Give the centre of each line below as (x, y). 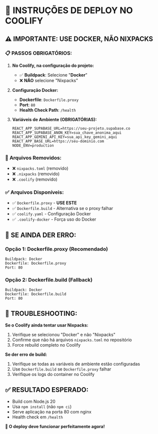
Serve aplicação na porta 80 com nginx (52, 412)
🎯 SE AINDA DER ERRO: (41, 235)
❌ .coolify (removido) (35, 179)
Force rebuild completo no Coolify (46, 345)
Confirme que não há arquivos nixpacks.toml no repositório (72, 340)
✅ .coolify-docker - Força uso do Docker (54, 219)
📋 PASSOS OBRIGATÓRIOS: (39, 53)
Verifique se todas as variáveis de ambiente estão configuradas (76, 364)
